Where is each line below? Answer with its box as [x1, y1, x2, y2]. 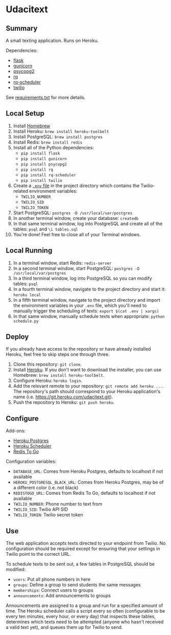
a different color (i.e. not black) [13, 485, 79, 491]
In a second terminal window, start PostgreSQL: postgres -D [13, 265, 140, 271]
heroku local [13, 292, 41, 298]
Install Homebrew [13, 123, 51, 129]
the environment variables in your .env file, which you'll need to [13, 302, 147, 308]
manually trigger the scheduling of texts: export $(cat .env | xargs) [13, 308, 159, 314]
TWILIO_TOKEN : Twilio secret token [13, 512, 83, 518]
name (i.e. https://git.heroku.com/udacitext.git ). [13, 394, 113, 400]
